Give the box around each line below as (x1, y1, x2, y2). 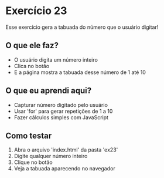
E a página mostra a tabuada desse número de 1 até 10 (13, 69, 146, 76)
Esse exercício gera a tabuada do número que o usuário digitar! (5, 23, 159, 31)
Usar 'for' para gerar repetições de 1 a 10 (13, 108, 113, 115)
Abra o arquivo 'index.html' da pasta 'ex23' (13, 146, 118, 153)
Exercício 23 (5, 4, 67, 18)
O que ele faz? (5, 41, 59, 51)
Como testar (5, 130, 52, 140)
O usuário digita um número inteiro (13, 56, 98, 63)
